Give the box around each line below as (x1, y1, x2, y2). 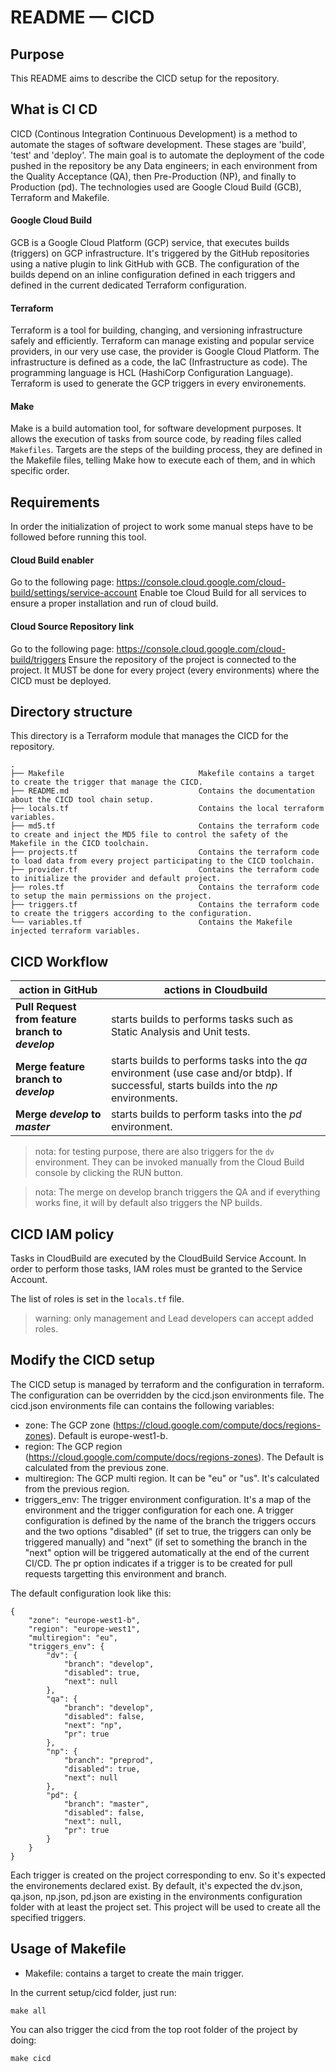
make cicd (10, 2053, 52, 2063)
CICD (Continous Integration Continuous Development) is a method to (10, 127, 298, 140)
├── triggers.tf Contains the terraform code (10, 900, 320, 910)
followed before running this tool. (10, 531, 147, 543)
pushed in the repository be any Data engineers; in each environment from (10, 159, 318, 171)
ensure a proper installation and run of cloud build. (10, 597, 219, 610)
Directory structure (10, 704, 133, 721)
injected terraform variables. (10, 926, 141, 936)
